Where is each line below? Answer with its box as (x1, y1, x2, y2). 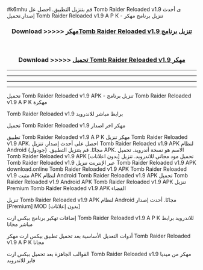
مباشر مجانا (7, 220, 33, 228)
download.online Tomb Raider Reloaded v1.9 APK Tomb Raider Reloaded (7, 165, 187, 173)
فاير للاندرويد (7, 256, 36, 264)
